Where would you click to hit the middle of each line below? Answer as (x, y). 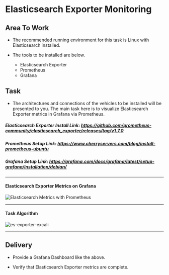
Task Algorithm (22, 213)
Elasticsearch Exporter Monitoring (78, 9)
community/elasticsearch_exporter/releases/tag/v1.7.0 (65, 131)
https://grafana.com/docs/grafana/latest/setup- (102, 161)
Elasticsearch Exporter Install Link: (43, 125)
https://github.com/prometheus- (116, 125)
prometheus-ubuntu (27, 149)
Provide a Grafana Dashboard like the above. (59, 257)
